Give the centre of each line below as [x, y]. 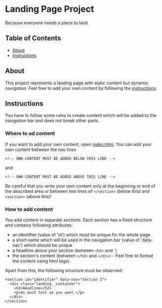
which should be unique [48, 245]
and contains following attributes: [39, 225]
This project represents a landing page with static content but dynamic [77, 83]
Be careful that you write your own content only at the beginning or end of [80, 186]
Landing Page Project [50, 9]
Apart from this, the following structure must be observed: [64, 270]
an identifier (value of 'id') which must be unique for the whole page [81, 234]
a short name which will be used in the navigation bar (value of [76, 240]
